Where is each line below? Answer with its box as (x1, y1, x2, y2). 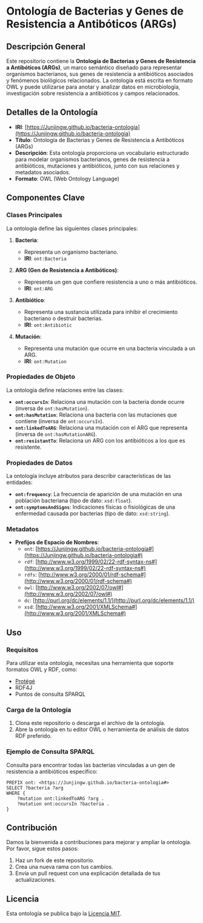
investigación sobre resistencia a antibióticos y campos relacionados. (6, 90, 180, 97)
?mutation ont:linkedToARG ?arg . (17, 795, 104, 802)
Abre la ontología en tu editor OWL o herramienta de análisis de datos (15, 726, 189, 733)
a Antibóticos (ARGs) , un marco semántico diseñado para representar (6, 64, 182, 71)
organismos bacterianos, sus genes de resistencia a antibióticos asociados (6, 70, 194, 77)
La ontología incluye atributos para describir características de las (6, 472, 171, 480)
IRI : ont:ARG (24, 284, 53, 292)
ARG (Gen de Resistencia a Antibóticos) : (15, 266, 119, 274)
